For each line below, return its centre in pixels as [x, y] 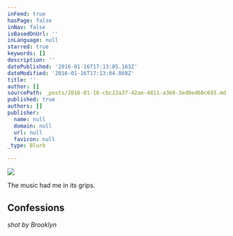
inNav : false [27, 27]
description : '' [31, 60]
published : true [31, 100]
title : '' [22, 80]
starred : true [28, 47]
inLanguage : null [33, 40]
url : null [28, 133]
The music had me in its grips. [51, 186]
